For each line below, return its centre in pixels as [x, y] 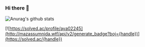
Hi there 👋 [17, 8]
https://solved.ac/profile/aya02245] [46, 28]
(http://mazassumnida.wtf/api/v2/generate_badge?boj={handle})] [72, 34]
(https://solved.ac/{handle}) [34, 39]
